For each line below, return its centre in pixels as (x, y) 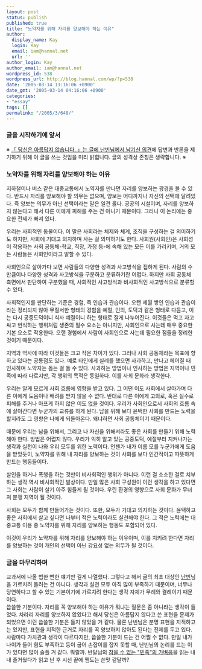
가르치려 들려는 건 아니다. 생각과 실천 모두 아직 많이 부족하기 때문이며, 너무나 (103, 584)
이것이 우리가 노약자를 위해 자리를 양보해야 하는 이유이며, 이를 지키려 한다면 (95, 537)
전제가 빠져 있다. (36, 219)
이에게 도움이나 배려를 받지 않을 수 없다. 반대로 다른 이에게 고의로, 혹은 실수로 (103, 395)
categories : (21, 96)
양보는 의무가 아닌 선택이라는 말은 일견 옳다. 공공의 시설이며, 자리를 (99, 203)
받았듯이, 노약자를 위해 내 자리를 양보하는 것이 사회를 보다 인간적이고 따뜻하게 (103, 454)
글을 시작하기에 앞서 (33, 135)
